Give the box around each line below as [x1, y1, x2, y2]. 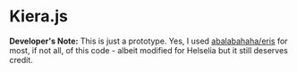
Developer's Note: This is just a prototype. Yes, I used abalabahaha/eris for [9, 36, 288, 46]
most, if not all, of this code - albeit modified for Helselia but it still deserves [9, 44, 288, 55]
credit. [9, 54, 33, 65]
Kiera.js [9, 6, 69, 27]
